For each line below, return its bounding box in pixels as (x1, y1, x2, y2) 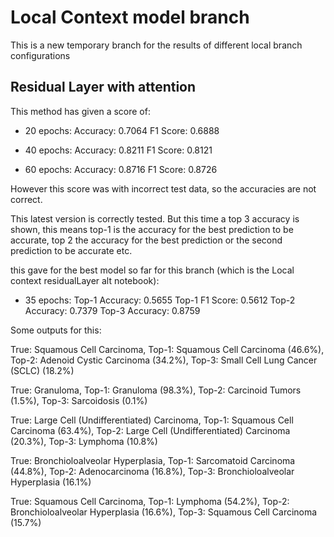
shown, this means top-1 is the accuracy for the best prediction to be (10, 223, 294, 235)
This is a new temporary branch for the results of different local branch (10, 39, 303, 51)
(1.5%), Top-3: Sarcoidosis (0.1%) (10, 394, 148, 406)
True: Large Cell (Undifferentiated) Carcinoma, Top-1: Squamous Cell (10, 414, 294, 426)
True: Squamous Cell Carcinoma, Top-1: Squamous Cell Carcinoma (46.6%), (10, 343, 325, 355)
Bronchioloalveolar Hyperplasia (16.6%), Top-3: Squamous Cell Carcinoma (10, 506, 318, 518)
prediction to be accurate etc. (10, 244, 133, 256)
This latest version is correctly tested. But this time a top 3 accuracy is (10, 212, 300, 225)
